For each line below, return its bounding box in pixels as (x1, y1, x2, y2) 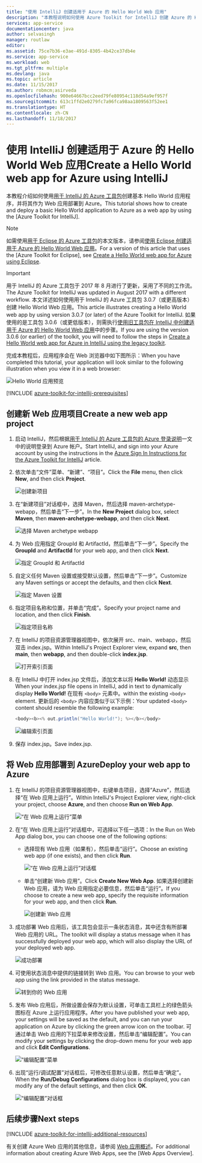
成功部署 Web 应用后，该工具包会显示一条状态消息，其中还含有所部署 (14, 923, 188, 930)
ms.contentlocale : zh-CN (6, 110, 69, 116)
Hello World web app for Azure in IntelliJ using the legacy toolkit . (6, 339, 167, 347)
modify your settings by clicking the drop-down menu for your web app (14, 1037, 192, 1044)
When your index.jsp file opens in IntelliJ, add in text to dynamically (14, 683, 182, 690)
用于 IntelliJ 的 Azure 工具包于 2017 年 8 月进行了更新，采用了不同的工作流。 (6, 282, 195, 290)
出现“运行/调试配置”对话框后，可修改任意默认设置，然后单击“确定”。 (14, 1069, 185, 1076)
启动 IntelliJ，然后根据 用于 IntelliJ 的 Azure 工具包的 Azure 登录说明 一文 (14, 435, 192, 442)
